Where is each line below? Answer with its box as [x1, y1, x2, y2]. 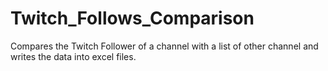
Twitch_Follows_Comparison [10, 7, 255, 30]
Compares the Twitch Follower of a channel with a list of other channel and [10, 40, 319, 52]
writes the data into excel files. [10, 50, 137, 62]
